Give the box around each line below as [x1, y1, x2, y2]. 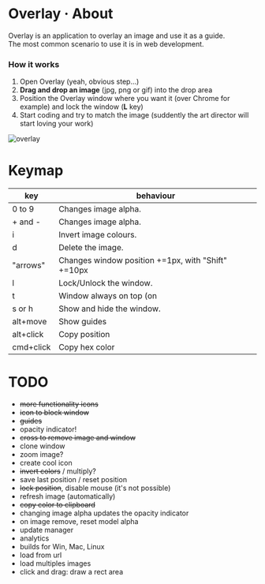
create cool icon [19, 459, 73, 468]
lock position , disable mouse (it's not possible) [19, 483, 171, 493]
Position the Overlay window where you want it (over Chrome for [19, 94, 230, 103]
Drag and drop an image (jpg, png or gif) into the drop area [19, 85, 213, 95]
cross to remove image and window [19, 433, 136, 443]
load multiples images [19, 559, 91, 568]
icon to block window [19, 408, 89, 417]
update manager [19, 526, 73, 535]
